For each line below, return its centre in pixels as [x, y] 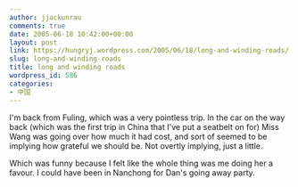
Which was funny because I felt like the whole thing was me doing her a [141, 163]
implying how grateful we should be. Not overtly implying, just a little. [136, 146]
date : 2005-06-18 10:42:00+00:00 [71, 34]
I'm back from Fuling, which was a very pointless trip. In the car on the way [147, 118]
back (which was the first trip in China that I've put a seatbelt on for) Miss [144, 126]
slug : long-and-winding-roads [66, 59]
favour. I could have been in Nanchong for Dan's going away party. [132, 172]
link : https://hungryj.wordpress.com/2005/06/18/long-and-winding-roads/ [149, 51]
